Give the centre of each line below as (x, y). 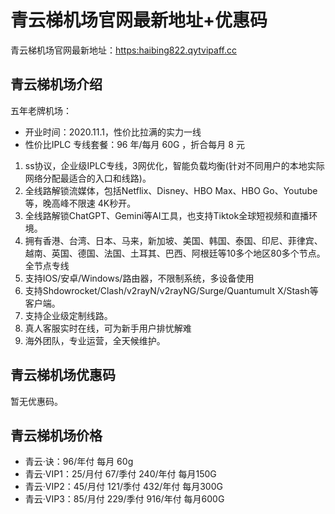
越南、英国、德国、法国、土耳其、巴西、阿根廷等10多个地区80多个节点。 (175, 253)
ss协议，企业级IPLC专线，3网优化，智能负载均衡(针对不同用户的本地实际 (174, 165)
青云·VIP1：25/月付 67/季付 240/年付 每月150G (120, 474)
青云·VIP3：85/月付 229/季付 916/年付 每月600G (124, 499)
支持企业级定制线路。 (68, 315)
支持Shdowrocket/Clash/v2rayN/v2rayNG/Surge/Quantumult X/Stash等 (171, 290)
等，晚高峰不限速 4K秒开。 (80, 203)
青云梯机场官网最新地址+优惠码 (139, 20)
